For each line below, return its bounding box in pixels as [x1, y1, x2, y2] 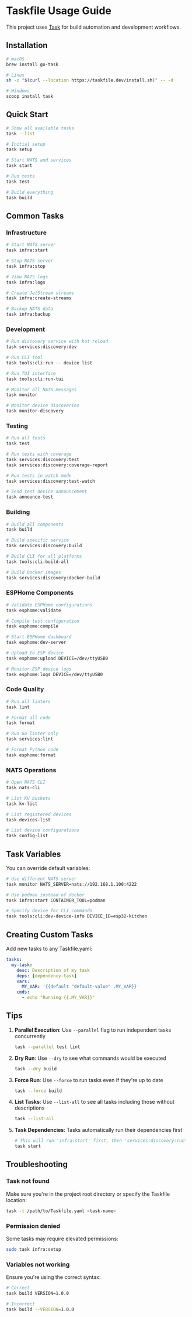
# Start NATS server [6, 242, 57, 248]
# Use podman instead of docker [6, 892, 85, 898]
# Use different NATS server [6, 876, 77, 882]
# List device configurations [6, 827, 80, 833]
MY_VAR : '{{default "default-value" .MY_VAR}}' [21, 984, 140, 990]
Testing [6, 422, 28, 430]
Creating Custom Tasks [6, 930, 93, 940]
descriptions [14, 1104, 45, 1111]
